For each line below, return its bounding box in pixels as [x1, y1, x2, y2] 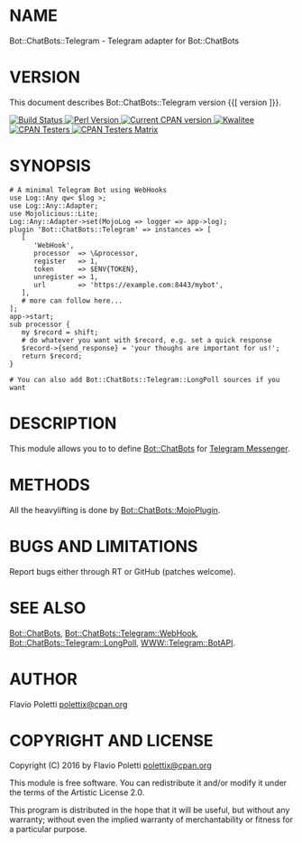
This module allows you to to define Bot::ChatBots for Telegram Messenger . [9, 443, 290, 454]
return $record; [21, 351, 83, 361]
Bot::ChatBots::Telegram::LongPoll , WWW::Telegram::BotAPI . [9, 637, 236, 648]
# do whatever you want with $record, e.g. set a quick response [21, 335, 272, 344]
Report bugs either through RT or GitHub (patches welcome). [9, 566, 236, 576]
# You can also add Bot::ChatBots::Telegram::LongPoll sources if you [9, 375, 280, 384]
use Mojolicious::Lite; [9, 209, 99, 218]
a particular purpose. [9, 824, 87, 835]
